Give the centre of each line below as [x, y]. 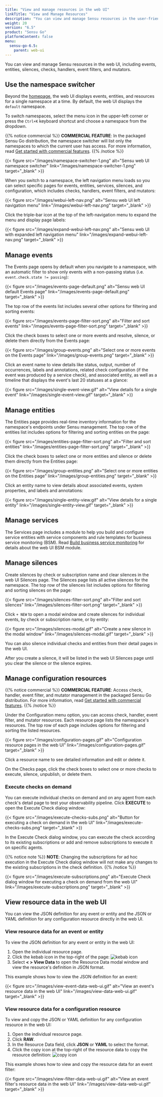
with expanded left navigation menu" [42, 234]
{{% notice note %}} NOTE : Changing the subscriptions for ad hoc [71, 857]
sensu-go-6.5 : [24, 46]
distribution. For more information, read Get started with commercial [73, 701]
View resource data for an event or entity [54, 932]
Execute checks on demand [38, 787]
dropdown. [16, 126]
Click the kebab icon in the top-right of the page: [61, 957]
